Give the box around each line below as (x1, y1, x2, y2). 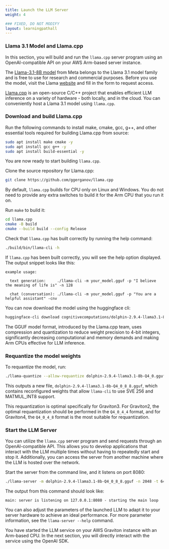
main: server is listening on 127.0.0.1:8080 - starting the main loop (5, 498, 158, 503)
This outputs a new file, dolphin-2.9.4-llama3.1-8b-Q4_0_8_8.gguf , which (5, 382, 157, 389)
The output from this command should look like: (5, 488, 105, 495)
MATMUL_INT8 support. (5, 393, 56, 399)
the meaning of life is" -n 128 (5, 283, 73, 288)
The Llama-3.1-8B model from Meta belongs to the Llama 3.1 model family (5, 69, 157, 75)
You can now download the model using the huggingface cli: (5, 305, 131, 311)
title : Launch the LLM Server (5, 7, 69, 13)
